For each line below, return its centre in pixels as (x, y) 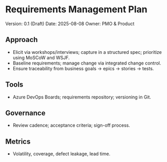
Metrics (18, 141)
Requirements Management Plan (76, 9)
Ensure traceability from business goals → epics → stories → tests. (83, 68)
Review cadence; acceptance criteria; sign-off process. (71, 125)
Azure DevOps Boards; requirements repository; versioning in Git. (82, 97)
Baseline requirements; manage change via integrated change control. (87, 63)
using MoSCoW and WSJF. (41, 57)
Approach (22, 40)
